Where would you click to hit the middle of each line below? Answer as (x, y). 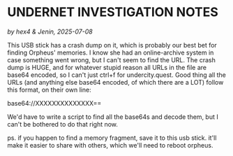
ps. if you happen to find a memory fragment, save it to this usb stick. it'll (112, 138)
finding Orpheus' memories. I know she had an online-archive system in (111, 52)
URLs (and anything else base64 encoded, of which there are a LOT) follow (115, 82)
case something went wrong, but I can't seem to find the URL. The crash (112, 59)
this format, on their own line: (50, 90)
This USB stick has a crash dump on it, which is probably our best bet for (112, 45)
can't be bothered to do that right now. (63, 124)
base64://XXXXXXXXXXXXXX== (54, 103)
